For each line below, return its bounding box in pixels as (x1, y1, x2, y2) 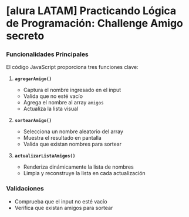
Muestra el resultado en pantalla (23, 134, 102, 142)
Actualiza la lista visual (23, 105, 79, 113)
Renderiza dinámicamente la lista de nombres (23, 163, 134, 170)
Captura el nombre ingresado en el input (23, 87, 122, 94)
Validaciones (6, 185, 44, 193)
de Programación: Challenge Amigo (6, 17, 184, 30)
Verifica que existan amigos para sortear (14, 204, 113, 211)
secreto (6, 29, 45, 42)
